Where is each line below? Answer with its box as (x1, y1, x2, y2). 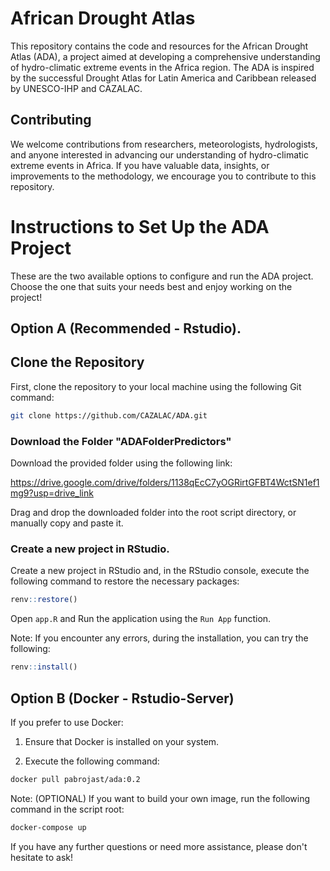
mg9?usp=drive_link (10, 487, 94, 499)
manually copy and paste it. (10, 517, 124, 529)
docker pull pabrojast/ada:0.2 (10, 774, 141, 784)
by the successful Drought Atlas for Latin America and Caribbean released (10, 72, 317, 84)
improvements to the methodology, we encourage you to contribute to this (10, 170, 317, 182)
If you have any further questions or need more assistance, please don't (10, 840, 308, 852)
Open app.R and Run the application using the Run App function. (10, 613, 272, 625)
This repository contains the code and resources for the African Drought (10, 40, 309, 52)
